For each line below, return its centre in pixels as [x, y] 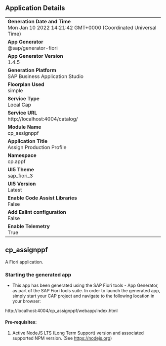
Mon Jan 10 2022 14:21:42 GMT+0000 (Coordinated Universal [82, 28]
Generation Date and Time [39, 21]
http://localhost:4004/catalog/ [43, 119]
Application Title [28, 141]
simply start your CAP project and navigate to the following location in [83, 296]
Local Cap [19, 105]
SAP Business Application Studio [46, 76]
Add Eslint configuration [37, 212]
